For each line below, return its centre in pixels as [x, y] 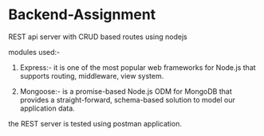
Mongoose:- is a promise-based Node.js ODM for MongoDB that [126, 91]
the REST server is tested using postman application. [95, 123]
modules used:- [34, 52]
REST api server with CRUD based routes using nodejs [98, 37]
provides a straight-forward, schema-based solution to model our [127, 99]
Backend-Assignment [82, 15]
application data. [47, 108]
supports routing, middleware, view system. [92, 76]
